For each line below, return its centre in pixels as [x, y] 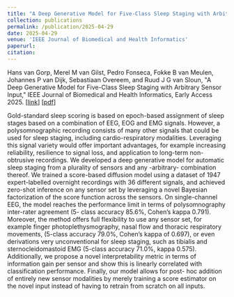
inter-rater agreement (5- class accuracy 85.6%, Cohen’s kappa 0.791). [109, 212]
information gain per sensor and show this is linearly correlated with [105, 264]
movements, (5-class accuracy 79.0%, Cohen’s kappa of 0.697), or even [111, 234]
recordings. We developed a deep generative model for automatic [130, 160]
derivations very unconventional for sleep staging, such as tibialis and [107, 241]
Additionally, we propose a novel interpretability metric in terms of [102, 256]
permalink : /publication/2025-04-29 [60, 26]
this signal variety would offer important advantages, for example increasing [117, 145]
